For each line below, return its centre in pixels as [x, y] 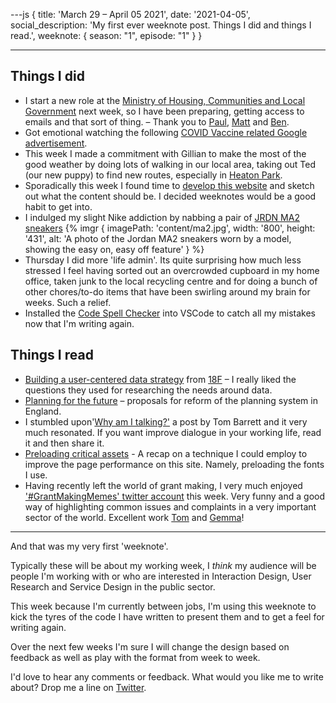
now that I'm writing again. [79, 323]
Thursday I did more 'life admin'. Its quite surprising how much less [163, 260]
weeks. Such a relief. [68, 302]
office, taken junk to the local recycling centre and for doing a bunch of [171, 281]
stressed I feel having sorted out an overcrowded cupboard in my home [172, 270]
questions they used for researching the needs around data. [148, 390]
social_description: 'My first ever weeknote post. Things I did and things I [161, 25]
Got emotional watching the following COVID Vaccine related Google [166, 132]
